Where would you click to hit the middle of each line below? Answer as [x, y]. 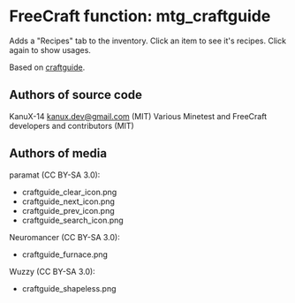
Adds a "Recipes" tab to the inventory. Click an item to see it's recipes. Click [148, 41]
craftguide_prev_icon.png [68, 210]
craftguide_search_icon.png [72, 220]
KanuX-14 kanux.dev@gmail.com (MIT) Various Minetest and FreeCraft [138, 116]
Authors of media [58, 153]
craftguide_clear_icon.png [69, 192]
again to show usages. [50, 49]
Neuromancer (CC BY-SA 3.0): [65, 237]
